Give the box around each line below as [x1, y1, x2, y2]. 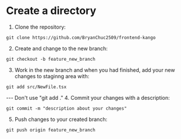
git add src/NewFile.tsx [6, 84, 67, 90]
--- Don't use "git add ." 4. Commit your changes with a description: [6, 94, 170, 101]
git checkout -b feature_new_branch [6, 56, 95, 62]
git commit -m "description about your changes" [6, 105, 127, 112]
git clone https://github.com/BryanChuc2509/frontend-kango [6, 34, 156, 40]
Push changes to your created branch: [14, 116, 107, 123]
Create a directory [6, 4, 97, 18]
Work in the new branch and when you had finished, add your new [14, 66, 175, 74]
